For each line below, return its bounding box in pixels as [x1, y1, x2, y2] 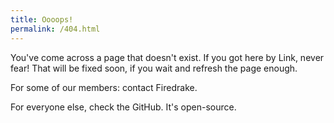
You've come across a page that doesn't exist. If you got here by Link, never [10, 51, 325, 63]
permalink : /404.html [10, 24, 101, 34]
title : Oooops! [10, 14, 74, 25]
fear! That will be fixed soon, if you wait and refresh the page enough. [10, 62, 298, 74]
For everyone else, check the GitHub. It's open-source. [10, 101, 237, 113]
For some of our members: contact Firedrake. [10, 81, 198, 93]
